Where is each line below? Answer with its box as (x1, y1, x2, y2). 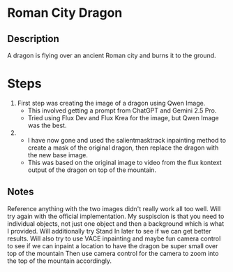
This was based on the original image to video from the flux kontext (27, 158, 222, 166)
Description (7, 33, 59, 45)
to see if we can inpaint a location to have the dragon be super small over (7, 241, 218, 250)
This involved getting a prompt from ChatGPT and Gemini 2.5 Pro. (27, 106, 217, 115)
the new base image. (27, 150, 89, 159)
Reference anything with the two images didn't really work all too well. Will (7, 204, 221, 213)
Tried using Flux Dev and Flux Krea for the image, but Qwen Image (27, 113, 220, 122)
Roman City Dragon (7, 5, 123, 21)
